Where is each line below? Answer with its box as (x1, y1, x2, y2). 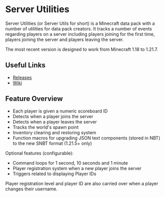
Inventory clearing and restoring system (12, 129, 96, 135)
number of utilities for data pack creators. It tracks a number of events (5, 25, 152, 31)
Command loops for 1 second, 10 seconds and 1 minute (12, 160, 128, 166)
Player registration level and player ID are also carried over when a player (5, 180, 158, 186)
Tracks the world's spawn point (12, 124, 79, 130)
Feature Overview (5, 95, 63, 103)
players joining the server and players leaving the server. (5, 36, 124, 43)
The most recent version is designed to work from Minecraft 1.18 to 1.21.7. (5, 46, 158, 52)
